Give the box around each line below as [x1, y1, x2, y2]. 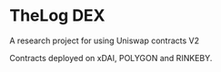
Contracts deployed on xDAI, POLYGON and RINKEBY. [9, 52, 213, 63]
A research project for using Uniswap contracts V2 [9, 35, 200, 46]
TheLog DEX [9, 5, 106, 26]
